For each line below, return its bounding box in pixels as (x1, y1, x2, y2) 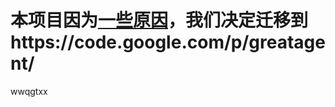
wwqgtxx (10, 85, 48, 97)
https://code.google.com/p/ (10, 31, 250, 54)
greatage (248, 31, 326, 54)
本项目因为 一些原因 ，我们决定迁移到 (10, 9, 309, 32)
